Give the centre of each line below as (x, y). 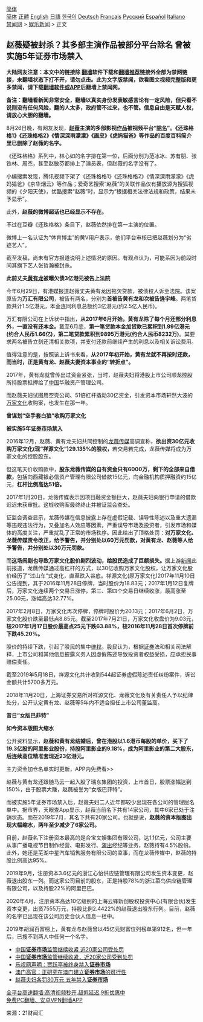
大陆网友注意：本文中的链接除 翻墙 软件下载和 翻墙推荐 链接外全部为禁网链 (97, 72)
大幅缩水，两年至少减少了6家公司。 (56, 824)
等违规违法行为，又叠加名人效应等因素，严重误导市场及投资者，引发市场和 (99, 525)
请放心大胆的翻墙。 (30, 115)
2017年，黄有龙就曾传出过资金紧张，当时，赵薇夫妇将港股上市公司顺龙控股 (99, 374)
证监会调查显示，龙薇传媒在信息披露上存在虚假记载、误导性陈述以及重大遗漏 (101, 517)
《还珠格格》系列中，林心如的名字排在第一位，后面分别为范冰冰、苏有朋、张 (101, 156)
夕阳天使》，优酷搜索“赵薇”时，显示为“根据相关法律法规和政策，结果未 (109, 191)
